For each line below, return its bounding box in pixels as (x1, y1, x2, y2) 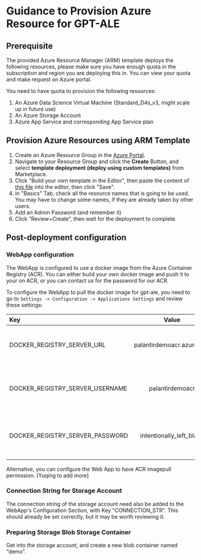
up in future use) (14, 106, 56, 112)
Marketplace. (14, 170, 48, 177)
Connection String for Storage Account (6, 487, 123, 495)
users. (14, 202, 31, 209)
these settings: (6, 301, 43, 308)
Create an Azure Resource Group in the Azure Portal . (14, 151, 145, 158)
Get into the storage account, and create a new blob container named (6, 541, 178, 549)
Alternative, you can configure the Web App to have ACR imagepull (6, 465, 172, 472)
